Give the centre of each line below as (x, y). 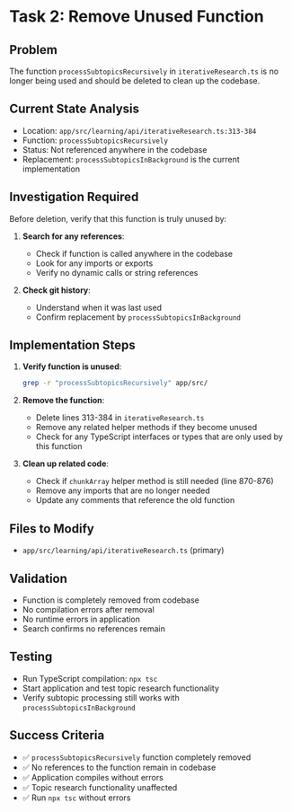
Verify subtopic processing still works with (101, 697)
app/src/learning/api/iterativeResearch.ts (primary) (123, 551)
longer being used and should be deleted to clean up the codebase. (135, 81)
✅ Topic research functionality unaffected (100, 787)
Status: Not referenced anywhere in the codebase (115, 149)
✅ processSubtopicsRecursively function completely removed (137, 757)
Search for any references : (73, 236)
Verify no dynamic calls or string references (117, 272)
